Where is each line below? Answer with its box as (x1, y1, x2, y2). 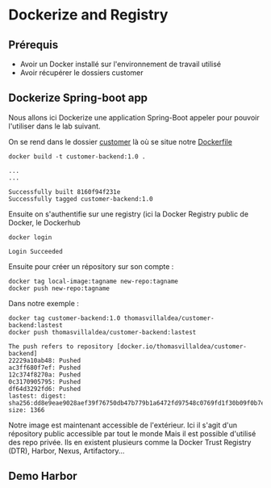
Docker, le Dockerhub (8, 217, 81, 227)
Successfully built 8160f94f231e (8, 187, 121, 196)
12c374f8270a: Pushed (8, 370, 81, 379)
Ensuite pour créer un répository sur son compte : (8, 261, 174, 271)
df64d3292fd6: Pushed (8, 385, 81, 393)
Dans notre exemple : (8, 298, 79, 308)
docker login (8, 233, 52, 242)
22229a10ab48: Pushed (8, 356, 81, 364)
